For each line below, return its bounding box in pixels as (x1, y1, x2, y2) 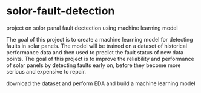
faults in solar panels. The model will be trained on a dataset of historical (6, 42, 188, 50)
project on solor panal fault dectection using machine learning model (6, 24, 178, 31)
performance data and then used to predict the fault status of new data (6, 48, 183, 56)
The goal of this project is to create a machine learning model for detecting (6, 36, 193, 43)
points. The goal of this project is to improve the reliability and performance (6, 55, 195, 62)
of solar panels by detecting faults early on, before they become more (6, 62, 181, 69)
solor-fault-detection (6, 4, 115, 18)
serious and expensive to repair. (6, 68, 87, 75)
